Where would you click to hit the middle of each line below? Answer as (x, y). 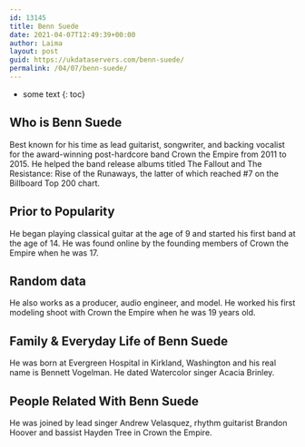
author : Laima (36, 43)
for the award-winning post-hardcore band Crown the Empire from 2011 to (148, 154)
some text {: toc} (54, 94)
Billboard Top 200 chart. (55, 183)
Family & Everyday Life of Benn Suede (119, 341)
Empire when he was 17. (54, 253)
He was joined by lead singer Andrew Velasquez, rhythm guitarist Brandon (148, 423)
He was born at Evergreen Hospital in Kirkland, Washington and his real (143, 363)
